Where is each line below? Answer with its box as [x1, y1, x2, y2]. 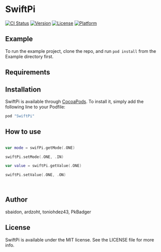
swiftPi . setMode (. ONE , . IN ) [5, 154, 64, 159]
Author [5, 195, 28, 204]
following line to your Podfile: [5, 104, 66, 110]
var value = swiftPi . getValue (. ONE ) [5, 163, 82, 169]
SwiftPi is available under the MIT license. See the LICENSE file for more [5, 236, 154, 242]
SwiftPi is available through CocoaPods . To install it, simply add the [5, 98, 144, 104]
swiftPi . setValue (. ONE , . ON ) [5, 173, 66, 178]
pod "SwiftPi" [5, 113, 35, 119]
